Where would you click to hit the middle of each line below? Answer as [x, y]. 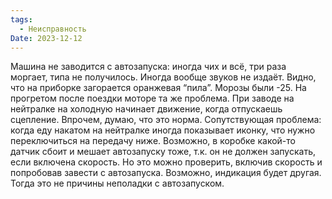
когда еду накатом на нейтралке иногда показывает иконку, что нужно [163, 130]
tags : [21, 19]
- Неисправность [53, 29]
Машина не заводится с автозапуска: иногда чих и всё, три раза [148, 67]
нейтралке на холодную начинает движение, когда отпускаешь [146, 109]
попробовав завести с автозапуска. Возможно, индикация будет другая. [166, 173]
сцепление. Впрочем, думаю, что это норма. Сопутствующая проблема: [166, 120]
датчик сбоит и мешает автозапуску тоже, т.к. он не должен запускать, [163, 152]
